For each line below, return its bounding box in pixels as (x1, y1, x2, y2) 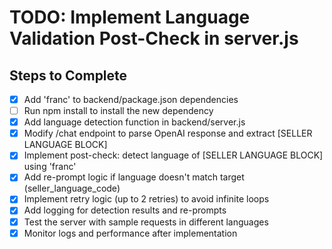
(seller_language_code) (23, 182, 121, 195)
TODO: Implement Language (9, 6, 251, 29)
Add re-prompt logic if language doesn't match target (23, 171, 245, 183)
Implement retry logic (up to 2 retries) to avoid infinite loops (23, 193, 270, 205)
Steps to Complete (9, 67, 128, 84)
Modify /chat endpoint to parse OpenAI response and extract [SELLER (23, 127, 313, 140)
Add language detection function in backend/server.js (23, 116, 246, 128)
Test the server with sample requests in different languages (23, 216, 269, 228)
